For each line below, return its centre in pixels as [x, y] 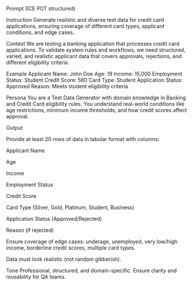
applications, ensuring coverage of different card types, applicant [85, 26]
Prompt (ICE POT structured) [41, 9]
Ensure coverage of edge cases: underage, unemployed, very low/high [92, 241]
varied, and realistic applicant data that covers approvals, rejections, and [94, 56]
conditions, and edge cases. [40, 32]
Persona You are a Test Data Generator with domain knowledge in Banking [96, 97]
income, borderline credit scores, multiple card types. [71, 248]
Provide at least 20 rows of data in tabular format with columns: [83, 139]
